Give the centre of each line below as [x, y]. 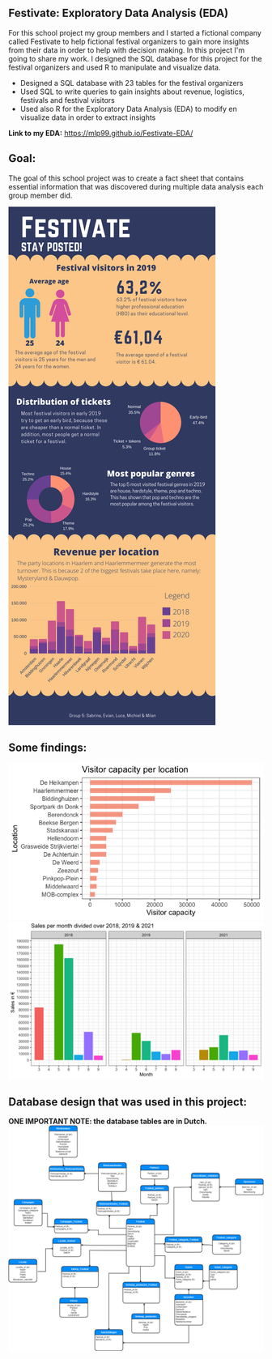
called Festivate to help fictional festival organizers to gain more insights [129, 41]
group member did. [40, 195]
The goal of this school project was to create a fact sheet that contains [126, 178]
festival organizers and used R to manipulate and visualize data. [115, 67]
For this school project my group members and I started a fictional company [135, 32]
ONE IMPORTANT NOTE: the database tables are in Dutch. [108, 1122]
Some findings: [48, 748]
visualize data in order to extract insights [88, 117]
